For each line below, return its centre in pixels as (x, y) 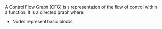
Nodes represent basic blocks (42, 22)
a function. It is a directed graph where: (45, 12)
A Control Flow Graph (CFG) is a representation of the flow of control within (81, 7)
